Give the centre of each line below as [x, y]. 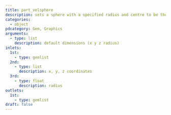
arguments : [17, 34]
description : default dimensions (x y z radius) [67, 43]
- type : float [29, 81]
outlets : [15, 90]
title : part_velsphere [29, 10]
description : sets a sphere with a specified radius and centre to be [82, 15]
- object [19, 24]
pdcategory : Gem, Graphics [34, 29]
